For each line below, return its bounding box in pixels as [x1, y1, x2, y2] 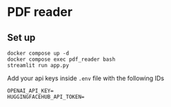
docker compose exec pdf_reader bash [7, 56, 116, 63]
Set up [7, 32, 36, 43]
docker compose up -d [7, 50, 70, 57]
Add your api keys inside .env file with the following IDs [7, 74, 164, 82]
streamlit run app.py [7, 62, 70, 69]
